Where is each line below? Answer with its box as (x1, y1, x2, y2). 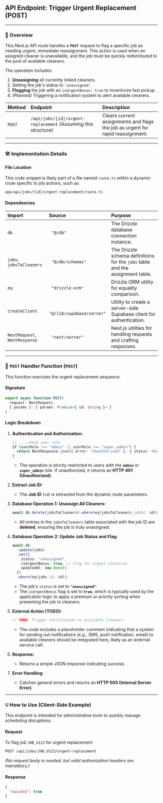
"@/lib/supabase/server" (49, 311, 107, 316)
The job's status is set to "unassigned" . (19, 583, 98, 589)
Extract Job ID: (12, 482, 43, 488)
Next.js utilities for (111, 325, 152, 332)
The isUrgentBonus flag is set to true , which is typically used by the (19, 589, 154, 595)
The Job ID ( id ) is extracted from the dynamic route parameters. (19, 492, 148, 497)
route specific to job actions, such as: (5, 180, 80, 186)
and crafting (111, 337, 139, 344)
